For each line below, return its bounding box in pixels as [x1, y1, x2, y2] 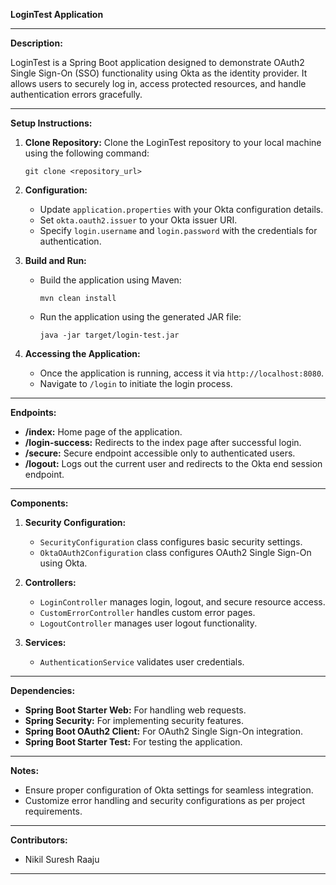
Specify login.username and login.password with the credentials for [39, 225, 318, 236]
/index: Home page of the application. [24, 426, 183, 438]
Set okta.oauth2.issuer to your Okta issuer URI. [39, 214, 238, 226]
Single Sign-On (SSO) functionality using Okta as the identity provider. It [10, 67, 308, 79]
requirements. [24, 805, 83, 817]
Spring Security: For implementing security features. [24, 715, 244, 726]
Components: [10, 497, 69, 509]
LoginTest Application [10, 9, 104, 20]
